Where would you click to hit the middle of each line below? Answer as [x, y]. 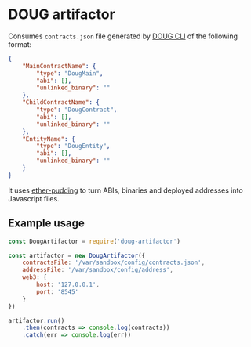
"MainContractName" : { [59, 66]
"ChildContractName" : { [61, 103]
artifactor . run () [36, 320]
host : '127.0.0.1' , [68, 284]
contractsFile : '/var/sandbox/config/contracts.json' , [114, 263]
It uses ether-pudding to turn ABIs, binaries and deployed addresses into [125, 190]
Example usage [46, 224]
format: [20, 44]
